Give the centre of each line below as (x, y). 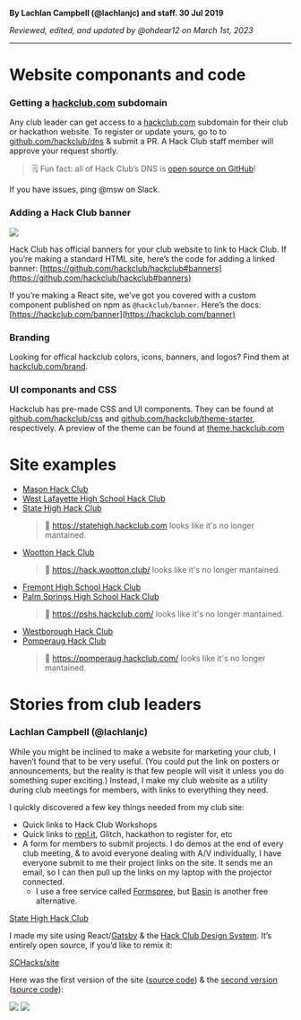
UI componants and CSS (63, 389)
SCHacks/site (34, 962)
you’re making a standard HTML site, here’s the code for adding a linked (142, 258)
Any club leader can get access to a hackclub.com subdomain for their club (149, 122)
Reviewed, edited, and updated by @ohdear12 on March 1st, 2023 (131, 30)
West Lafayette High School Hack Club (94, 499)
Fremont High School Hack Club (82, 587)
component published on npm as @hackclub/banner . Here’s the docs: (135, 305)
